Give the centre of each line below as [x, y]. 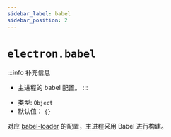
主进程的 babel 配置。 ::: [53, 88]
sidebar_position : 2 [38, 20]
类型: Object [35, 103]
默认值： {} [34, 111]
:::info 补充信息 [29, 73]
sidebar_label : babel [39, 14]
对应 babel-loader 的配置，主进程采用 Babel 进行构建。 [87, 126]
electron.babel [52, 54]
